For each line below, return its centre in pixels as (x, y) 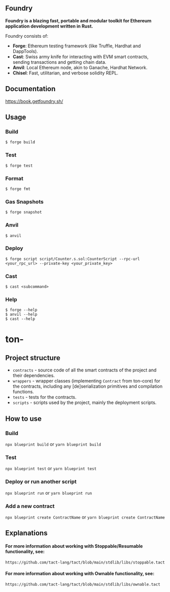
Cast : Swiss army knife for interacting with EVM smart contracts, (80, 57)
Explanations (26, 533)
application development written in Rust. (49, 26)
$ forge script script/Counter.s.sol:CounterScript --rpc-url (73, 259)
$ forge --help (21, 310)
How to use (23, 419)
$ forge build (20, 142)
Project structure (33, 358)
